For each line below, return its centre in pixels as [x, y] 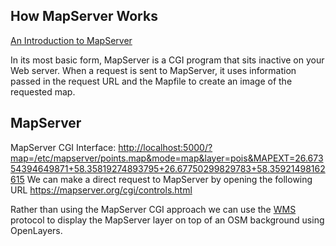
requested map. [43, 91]
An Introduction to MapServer [71, 40]
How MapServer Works [84, 16]
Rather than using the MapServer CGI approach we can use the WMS [153, 209]
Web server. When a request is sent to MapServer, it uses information [153, 70]
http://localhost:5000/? [165, 147]
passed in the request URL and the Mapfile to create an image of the [151, 81]
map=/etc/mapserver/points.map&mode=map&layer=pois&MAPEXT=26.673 [167, 158]
